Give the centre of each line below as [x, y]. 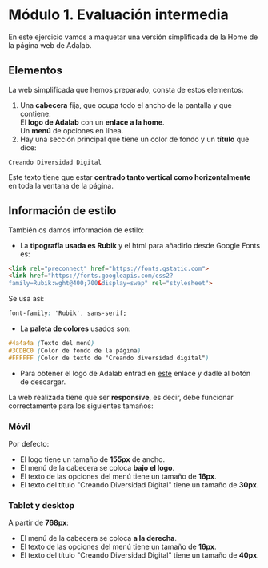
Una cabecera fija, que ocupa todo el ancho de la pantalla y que [126, 105]
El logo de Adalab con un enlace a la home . [92, 122]
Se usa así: [26, 299]
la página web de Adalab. [50, 45]
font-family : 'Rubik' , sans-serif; [68, 313]
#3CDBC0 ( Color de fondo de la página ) [75, 350]
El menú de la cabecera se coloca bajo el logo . [97, 467]
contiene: [36, 113]
